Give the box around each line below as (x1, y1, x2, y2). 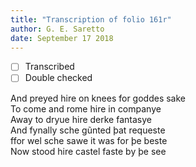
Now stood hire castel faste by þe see (10, 145, 167, 157)
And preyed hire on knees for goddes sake (10, 92, 186, 104)
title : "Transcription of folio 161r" (10, 14, 172, 25)
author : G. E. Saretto (10, 24, 105, 34)
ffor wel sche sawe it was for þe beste (10, 134, 168, 146)
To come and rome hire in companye (10, 102, 162, 115)
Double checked (24, 72, 93, 84)
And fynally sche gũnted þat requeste (10, 124, 166, 136)
